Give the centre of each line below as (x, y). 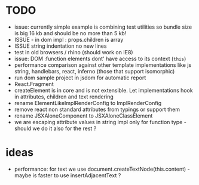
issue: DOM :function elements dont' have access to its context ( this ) (100, 58)
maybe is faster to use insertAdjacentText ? (68, 175)
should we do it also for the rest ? (55, 128)
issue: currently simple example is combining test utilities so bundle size (103, 27)
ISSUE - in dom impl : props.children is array (69, 39)
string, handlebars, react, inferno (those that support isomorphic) (94, 71)
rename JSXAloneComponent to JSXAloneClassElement (83, 115)
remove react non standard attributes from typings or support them (97, 109)
